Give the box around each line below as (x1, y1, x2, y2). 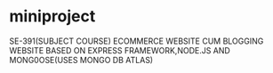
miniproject (9, 6, 96, 27)
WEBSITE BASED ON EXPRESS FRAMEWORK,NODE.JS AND (9, 45, 231, 55)
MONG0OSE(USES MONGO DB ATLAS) (9, 54, 154, 65)
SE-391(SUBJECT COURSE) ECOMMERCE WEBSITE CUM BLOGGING (9, 36, 264, 46)
